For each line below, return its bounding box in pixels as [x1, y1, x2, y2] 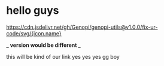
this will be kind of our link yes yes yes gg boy [6, 53, 120, 60]
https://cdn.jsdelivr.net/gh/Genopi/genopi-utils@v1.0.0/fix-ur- [6, 23, 158, 31]
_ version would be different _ [6, 41, 81, 49]
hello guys [6, 4, 59, 17]
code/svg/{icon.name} [6, 29, 62, 37]
